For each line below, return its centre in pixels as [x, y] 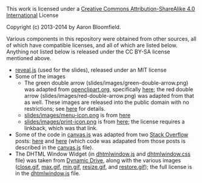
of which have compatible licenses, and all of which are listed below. [92, 45]
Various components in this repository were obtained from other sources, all [101, 39]
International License [32, 15]
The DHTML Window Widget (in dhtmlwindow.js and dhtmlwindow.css [103, 154]
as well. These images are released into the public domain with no [106, 102]
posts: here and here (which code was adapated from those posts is [100, 141]
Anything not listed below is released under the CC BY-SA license [88, 52]
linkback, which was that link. [61, 128]
